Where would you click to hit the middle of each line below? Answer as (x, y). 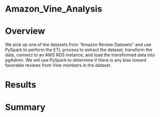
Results (21, 85)
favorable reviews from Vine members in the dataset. (58, 65)
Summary (25, 107)
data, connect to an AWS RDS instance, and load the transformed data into (80, 55)
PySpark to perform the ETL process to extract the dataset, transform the (79, 50)
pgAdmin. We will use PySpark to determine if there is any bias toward (76, 60)
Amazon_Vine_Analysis (54, 9)
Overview (25, 31)
